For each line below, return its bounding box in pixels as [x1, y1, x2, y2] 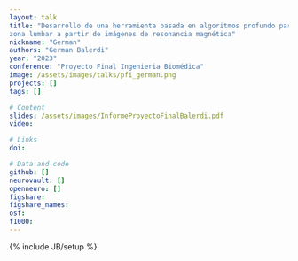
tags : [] [9, 87, 42, 96]
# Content [9, 103, 46, 111]
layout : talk [9, 12, 58, 22]
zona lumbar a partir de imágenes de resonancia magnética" [9, 29, 237, 38]
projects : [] [9, 79, 58, 88]
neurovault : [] [9, 176, 66, 185]
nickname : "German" [9, 37, 82, 47]
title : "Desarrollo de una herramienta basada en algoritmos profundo [9, 21, 276, 30]
